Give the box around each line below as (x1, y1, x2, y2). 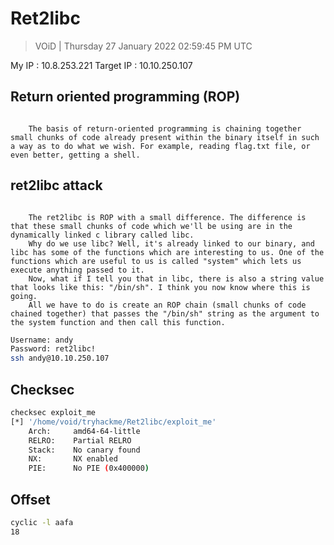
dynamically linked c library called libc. (10, 230, 195, 240)
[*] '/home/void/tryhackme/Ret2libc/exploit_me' (10, 417, 217, 427)
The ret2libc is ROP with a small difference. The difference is (28, 212, 307, 222)
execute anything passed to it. (10, 265, 145, 275)
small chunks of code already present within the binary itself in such (10, 132, 320, 142)
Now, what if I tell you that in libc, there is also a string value (28, 273, 325, 284)
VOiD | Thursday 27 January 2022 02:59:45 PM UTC (34, 40, 253, 52)
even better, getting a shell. (10, 150, 141, 160)
